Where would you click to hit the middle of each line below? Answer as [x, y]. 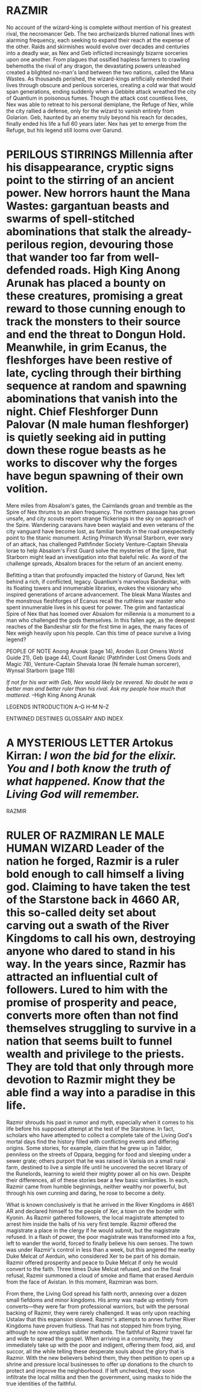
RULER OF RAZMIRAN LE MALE [85, 835]
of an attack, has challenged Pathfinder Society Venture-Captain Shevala [97, 544]
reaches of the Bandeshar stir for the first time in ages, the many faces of [97, 626]
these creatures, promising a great [95, 296]
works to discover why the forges [92, 463]
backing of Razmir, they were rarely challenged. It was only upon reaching [99, 1313]
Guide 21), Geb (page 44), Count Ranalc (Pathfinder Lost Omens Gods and [99, 658]
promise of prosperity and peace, [92, 1002]
